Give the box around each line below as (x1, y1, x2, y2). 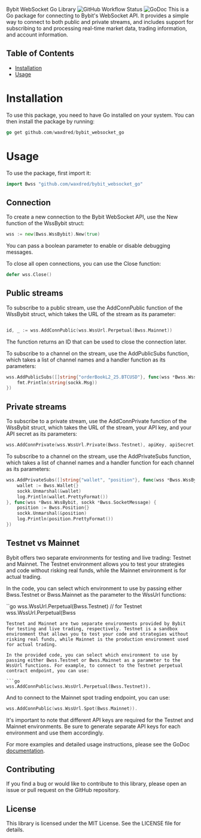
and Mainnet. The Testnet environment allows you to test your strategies (6, 560, 185, 567)
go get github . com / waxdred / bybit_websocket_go (6, 129, 124, 135)
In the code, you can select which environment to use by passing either (6, 584, 182, 592)
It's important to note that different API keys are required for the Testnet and (6, 716, 194, 724)
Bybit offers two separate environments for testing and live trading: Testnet (6, 554, 191, 561)
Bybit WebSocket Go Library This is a (6, 6, 189, 13)
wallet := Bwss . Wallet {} (17, 482, 79, 488)
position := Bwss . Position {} (17, 505, 90, 511)
